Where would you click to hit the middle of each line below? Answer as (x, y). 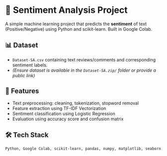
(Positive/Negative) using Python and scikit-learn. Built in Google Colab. (79, 29)
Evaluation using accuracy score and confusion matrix (68, 119)
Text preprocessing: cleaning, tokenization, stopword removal (76, 103)
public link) (24, 75)
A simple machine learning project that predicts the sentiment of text (76, 24)
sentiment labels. (30, 65)
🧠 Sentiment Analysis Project (66, 10)
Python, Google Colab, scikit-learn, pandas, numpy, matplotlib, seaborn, (84, 149)
